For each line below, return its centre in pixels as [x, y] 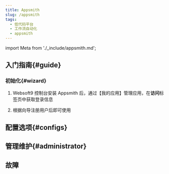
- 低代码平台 [22, 24]
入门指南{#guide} [33, 65]
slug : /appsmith [22, 15]
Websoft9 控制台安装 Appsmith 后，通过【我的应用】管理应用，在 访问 [86, 93]
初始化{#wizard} [26, 81]
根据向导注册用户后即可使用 [42, 110]
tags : [11, 19]
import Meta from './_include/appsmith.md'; [51, 48]
